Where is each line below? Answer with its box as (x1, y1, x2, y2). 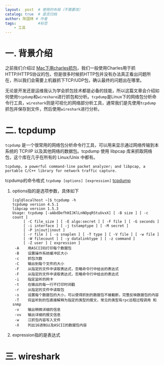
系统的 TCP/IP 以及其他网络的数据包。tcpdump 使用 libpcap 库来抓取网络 (5, 148, 153, 154)
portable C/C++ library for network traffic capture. (5, 168, 117, 173)
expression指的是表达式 (12, 332, 60, 338)
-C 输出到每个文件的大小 (14, 261, 65, 266)
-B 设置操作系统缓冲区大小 (14, 251, 68, 256)
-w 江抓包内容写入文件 (14, 318, 61, 322)
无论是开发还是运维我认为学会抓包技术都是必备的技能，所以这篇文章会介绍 (5, 88, 155, 93)
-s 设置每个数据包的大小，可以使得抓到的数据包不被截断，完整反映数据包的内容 (14, 293, 159, 297)
